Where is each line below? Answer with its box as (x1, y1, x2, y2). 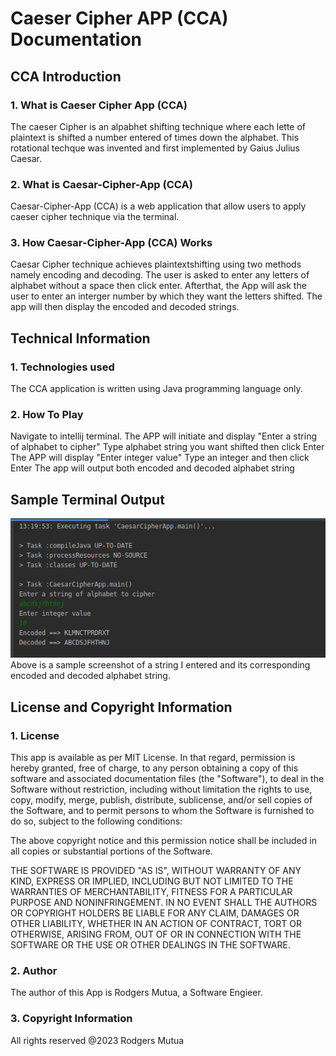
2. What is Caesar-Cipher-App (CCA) (10, 177, 193, 191)
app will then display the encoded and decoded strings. (10, 301, 240, 313)
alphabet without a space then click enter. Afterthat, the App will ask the (10, 280, 307, 292)
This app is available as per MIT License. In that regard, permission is (10, 752, 296, 764)
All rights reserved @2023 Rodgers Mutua (10, 1034, 185, 1046)
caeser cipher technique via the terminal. (10, 211, 180, 223)
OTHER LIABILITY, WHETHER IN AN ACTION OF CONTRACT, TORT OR (10, 918, 302, 930)
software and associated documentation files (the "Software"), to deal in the (10, 773, 325, 785)
